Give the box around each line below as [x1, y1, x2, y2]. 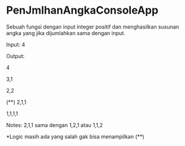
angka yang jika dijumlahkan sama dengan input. [6, 29, 126, 36]
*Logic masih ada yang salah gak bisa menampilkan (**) [6, 133, 145, 140]
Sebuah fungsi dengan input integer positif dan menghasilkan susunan [6, 23, 180, 30]
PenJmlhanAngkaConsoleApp [6, 4, 159, 17]
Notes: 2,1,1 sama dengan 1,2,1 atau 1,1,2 [6, 121, 103, 128]
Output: [6, 52, 25, 59]
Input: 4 [6, 41, 26, 48]
